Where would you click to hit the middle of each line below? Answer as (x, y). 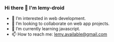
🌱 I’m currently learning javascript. (46, 29)
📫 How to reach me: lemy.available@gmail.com (59, 34)
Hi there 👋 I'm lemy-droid (34, 8)
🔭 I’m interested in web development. (49, 19)
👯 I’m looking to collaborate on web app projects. (60, 23)
